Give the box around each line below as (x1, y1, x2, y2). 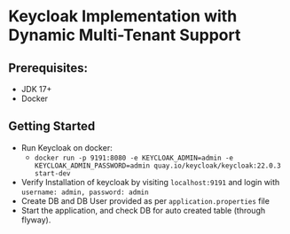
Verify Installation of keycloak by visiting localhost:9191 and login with (20, 176, 280, 187)
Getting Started (8, 119, 96, 134)
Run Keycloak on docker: (20, 142, 113, 152)
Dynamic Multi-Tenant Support (8, 25, 241, 45)
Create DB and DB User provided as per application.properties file (20, 195, 270, 206)
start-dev (34, 168, 72, 178)
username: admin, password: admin (20, 188, 149, 197)
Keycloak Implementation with (8, 6, 238, 27)
